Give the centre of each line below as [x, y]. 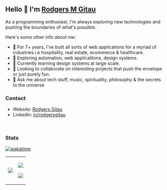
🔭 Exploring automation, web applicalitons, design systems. [75, 58]
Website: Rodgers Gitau [38, 109]
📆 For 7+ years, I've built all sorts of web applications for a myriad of [85, 47]
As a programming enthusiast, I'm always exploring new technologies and [83, 21]
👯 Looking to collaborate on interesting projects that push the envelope [87, 68]
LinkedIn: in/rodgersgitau [39, 115]
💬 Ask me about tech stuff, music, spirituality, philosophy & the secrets [87, 79]
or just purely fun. [31, 74]
